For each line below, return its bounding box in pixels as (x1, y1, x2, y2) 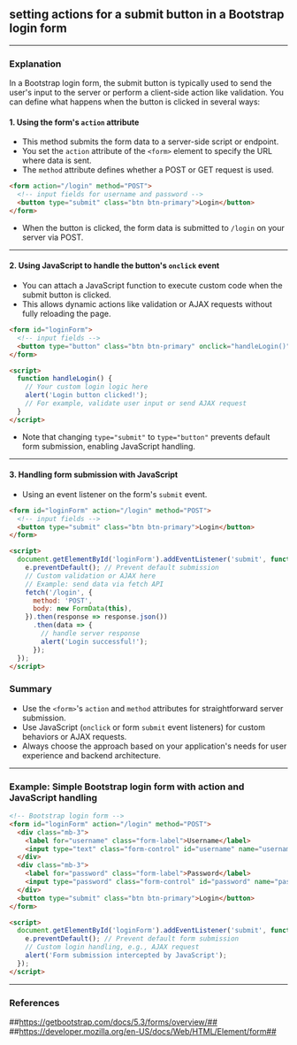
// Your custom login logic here (25, 382, 148, 392)
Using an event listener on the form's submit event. (21, 488, 208, 499)
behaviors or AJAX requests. (21, 731, 127, 741)
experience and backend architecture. (21, 749, 162, 760)
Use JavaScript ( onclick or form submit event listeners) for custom (21, 721, 265, 733)
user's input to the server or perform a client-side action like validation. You (9, 88, 285, 98)
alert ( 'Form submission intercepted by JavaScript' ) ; (25, 951, 227, 960)
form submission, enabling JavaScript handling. (21, 441, 196, 451)
